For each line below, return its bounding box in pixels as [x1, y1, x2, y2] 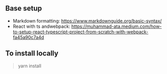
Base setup [5, 4, 42, 13]
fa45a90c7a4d [12, 34, 45, 40]
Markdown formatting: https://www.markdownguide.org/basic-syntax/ [12, 17, 162, 24]
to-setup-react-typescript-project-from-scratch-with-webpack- [12, 28, 149, 35]
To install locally [5, 49, 59, 58]
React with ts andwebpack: [12, 23, 70, 29]
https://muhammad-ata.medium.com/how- [71, 23, 162, 29]
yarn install [17, 63, 42, 69]
